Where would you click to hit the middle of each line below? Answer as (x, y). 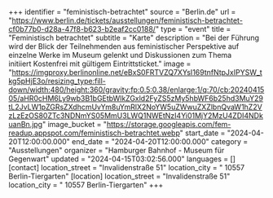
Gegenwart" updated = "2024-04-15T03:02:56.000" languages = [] (122, 159)
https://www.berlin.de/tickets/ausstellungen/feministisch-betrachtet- (127, 20)
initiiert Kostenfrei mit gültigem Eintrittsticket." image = (100, 64)
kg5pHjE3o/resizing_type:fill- (57, 81)
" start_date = (203, 133)
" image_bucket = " (75, 124)
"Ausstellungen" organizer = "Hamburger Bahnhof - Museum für (117, 150)
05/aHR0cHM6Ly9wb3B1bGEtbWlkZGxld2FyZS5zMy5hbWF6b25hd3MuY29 (136, 98)
